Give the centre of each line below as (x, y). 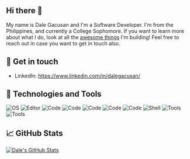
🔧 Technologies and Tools (54, 94)
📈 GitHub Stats (34, 133)
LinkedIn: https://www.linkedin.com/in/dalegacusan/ (77, 76)
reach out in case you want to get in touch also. (63, 43)
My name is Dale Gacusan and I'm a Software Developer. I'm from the (90, 24)
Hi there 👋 (24, 11)
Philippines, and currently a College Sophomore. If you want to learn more (95, 31)
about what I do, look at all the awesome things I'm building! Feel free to (93, 37)
